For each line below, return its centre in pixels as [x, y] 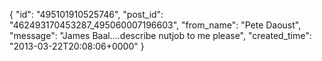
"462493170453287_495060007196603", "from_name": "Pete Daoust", [155, 25]
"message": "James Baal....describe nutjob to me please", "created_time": [160, 35]
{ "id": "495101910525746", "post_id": [86, 14]
